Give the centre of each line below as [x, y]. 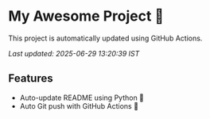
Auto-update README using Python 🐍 [82, 98]
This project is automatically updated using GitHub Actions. [105, 38]
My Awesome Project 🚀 [86, 16]
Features [31, 79]
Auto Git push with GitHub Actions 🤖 [79, 106]
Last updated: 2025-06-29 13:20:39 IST [74, 53]
